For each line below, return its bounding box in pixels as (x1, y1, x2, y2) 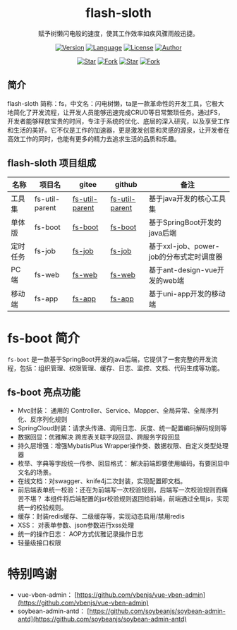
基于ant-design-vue (148, 265, 217, 274)
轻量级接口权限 (17, 538, 61, 547)
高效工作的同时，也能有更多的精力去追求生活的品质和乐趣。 (7, 134, 181, 143)
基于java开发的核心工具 (148, 193, 226, 203)
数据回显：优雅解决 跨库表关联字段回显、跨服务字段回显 (17, 432, 181, 442)
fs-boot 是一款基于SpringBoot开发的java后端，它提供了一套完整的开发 (7, 355, 212, 363)
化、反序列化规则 (17, 415, 68, 424)
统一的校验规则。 (17, 503, 68, 512)
